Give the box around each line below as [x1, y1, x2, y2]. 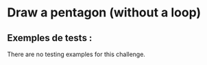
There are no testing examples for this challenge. [7, 50, 146, 58]
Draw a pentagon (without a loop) [7, 5, 202, 21]
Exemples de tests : [7, 32, 93, 44]
